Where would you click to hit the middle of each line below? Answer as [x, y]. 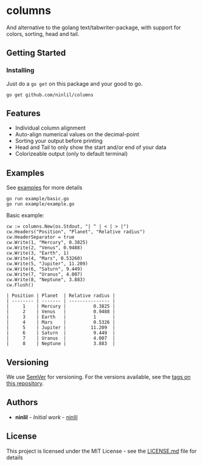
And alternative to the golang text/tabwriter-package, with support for [94, 27]
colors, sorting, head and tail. [43, 33]
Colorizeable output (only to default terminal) [71, 154]
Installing [20, 71]
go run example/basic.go [38, 199]
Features [23, 113]
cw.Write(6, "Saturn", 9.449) [45, 269]
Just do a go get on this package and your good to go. [74, 83]
